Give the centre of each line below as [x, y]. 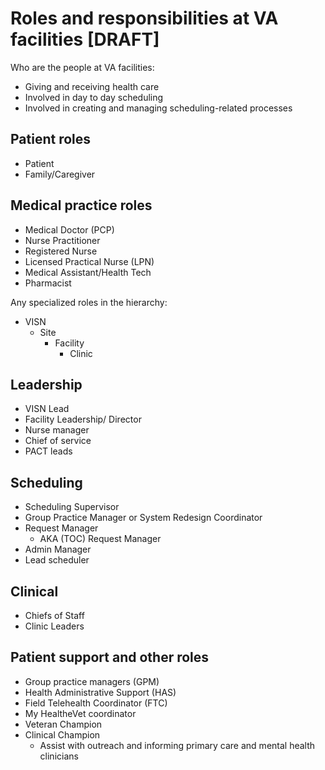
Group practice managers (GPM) [92, 681]
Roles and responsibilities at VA [144, 18]
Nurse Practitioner [62, 240]
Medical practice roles [81, 205]
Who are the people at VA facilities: [82, 67]
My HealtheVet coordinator [80, 713]
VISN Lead [47, 409]
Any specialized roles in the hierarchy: [89, 302]
